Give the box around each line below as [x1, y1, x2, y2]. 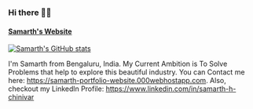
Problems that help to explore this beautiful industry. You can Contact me [8, 67, 245, 77]
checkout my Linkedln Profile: [8, 84, 104, 93]
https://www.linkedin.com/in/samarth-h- [105, 84, 236, 93]
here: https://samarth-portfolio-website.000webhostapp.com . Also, [8, 76, 226, 85]
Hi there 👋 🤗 [8, 7, 52, 18]
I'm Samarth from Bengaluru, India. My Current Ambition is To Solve [8, 59, 228, 69]
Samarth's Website [8, 27, 72, 36]
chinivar [8, 93, 35, 102]
